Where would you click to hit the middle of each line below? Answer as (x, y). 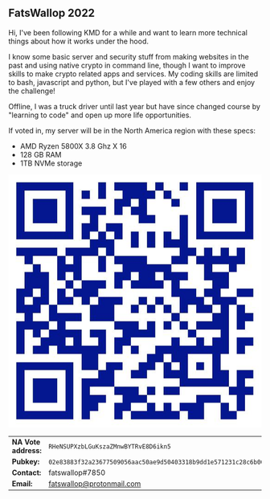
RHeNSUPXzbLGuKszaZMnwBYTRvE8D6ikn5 (109, 447)
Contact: (27, 472)
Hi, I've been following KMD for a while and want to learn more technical (128, 32)
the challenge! (32, 91)
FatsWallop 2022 (51, 13)
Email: (22, 484)
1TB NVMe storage (51, 163)
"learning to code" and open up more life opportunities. (100, 115)
